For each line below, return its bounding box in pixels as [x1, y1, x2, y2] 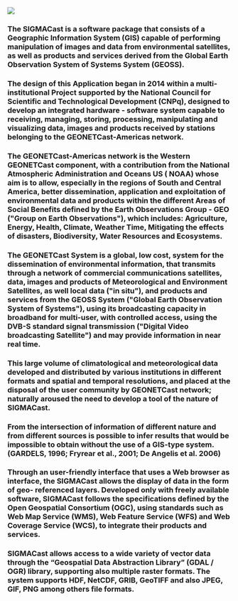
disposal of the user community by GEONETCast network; [7, 385, 212, 395]
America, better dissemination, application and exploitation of [7, 186, 226, 196]
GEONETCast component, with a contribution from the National [7, 160, 229, 170]
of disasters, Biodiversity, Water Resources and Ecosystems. [7, 231, 222, 241]
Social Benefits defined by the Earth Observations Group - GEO [7, 204, 229, 214]
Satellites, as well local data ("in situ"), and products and [7, 285, 207, 295]
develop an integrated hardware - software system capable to [7, 105, 225, 115]
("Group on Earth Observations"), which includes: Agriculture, [7, 213, 227, 223]
